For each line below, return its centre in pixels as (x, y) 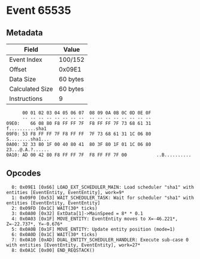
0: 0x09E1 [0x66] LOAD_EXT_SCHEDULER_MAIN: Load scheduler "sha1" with (103, 187)
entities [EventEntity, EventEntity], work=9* (65, 192)
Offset (18, 69)
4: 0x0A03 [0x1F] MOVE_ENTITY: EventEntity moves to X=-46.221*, (95, 219)
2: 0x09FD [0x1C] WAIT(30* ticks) (54, 208)
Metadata (25, 33)
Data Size (23, 79)
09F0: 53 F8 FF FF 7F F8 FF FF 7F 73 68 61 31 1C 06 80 (79, 134)
